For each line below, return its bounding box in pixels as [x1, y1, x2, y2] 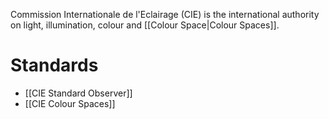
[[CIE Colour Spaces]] [24, 97, 116, 109]
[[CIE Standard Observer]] [24, 87, 133, 99]
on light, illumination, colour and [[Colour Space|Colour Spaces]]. [10, 19, 280, 31]
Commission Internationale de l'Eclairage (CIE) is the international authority [10, 9, 320, 20]
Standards [10, 54, 99, 77]
